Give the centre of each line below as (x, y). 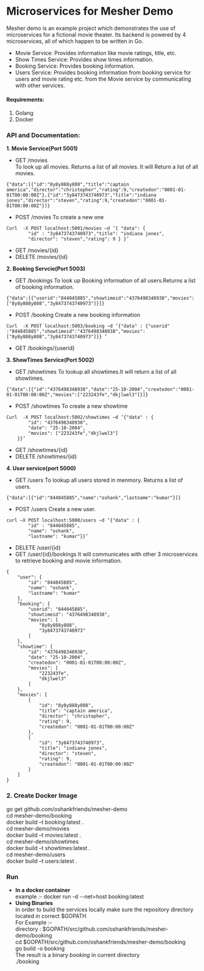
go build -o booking (40, 948)
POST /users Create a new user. (55, 509)
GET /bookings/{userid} (45, 348)
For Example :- (33, 923)
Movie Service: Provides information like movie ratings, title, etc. (96, 53)
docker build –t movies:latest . (44, 835)
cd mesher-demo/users (36, 854)
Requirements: (25, 100)
